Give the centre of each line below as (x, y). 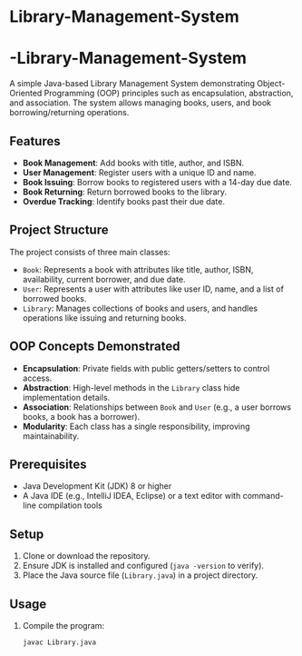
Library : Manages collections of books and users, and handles (140, 308)
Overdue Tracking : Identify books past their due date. (123, 201)
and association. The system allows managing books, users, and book (141, 103)
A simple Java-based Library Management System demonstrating (132, 84)
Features (35, 141)
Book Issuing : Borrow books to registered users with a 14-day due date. (157, 182)
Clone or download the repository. (87, 556)
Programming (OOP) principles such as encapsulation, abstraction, (169, 94)
